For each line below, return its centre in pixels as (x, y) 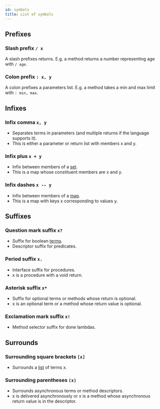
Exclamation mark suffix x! (38, 316)
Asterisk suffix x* (26, 287)
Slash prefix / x (24, 48)
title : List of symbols (29, 14)
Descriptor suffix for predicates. (44, 246)
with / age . (16, 64)
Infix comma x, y (26, 122)
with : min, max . (22, 93)
